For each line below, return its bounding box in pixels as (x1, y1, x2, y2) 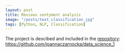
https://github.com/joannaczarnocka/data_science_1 (5, 41, 115, 47)
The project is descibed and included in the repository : (5, 36, 120, 42)
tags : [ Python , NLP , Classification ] (5, 21, 86, 27)
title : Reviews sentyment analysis (5, 12, 81, 17)
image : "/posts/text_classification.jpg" (5, 17, 95, 22)
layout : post (5, 7, 33, 13)
